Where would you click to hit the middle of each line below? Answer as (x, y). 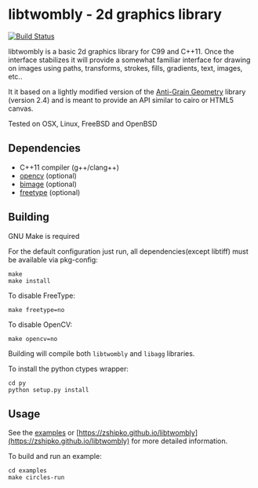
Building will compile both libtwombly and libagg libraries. (102, 353)
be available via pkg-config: (53, 259)
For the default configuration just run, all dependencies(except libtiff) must (128, 251)
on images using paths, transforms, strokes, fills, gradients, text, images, (125, 68)
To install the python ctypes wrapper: (69, 369)
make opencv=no (33, 339)
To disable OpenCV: (40, 325)
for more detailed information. (180, 441)
